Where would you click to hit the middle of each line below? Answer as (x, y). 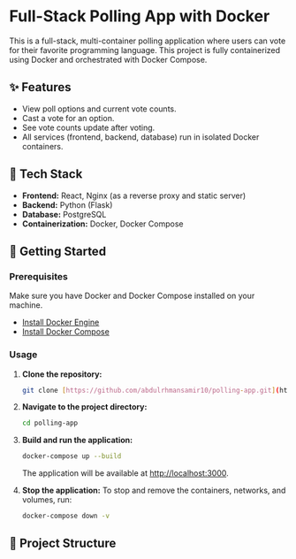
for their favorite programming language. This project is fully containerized (145, 50)
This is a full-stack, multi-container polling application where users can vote (148, 41)
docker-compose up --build (72, 456)
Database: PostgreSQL (64, 214)
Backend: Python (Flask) (67, 204)
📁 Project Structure (63, 544)
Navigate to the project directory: (84, 407)
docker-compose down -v (66, 516)
